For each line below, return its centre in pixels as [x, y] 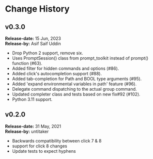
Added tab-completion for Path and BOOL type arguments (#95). [77, 79]
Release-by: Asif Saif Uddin [33, 44]
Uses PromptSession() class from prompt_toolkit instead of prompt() [80, 58]
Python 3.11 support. [32, 99]
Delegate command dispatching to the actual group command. [74, 89]
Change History [37, 9]
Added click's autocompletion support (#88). [57, 73]
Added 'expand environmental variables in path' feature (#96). [74, 84]
